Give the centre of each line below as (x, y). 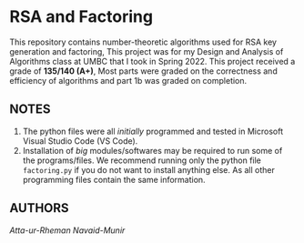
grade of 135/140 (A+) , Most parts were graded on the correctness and (143, 71)
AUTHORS (40, 208)
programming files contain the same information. (114, 179)
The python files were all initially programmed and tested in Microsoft (153, 131)
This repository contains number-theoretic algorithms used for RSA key (143, 42)
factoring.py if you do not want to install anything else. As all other (148, 169)
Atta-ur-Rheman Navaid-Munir (67, 230)
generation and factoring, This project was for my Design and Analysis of (147, 51)
